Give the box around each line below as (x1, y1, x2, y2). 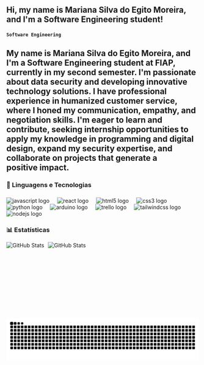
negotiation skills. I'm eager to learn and (6, 115, 163, 126)
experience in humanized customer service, (6, 96, 178, 106)
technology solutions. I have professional (6, 87, 167, 97)
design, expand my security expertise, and (6, 143, 173, 154)
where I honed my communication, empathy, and (6, 105, 197, 116)
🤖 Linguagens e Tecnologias (6, 181, 92, 190)
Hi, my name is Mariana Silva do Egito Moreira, (6, 5, 186, 15)
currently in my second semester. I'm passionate (6, 67, 197, 78)
